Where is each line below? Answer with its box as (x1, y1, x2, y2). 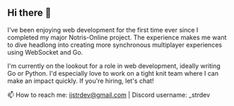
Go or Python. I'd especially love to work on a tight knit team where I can (7, 69, 219, 77)
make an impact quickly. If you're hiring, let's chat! (7, 77, 154, 85)
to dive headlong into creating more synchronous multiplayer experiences (7, 40, 223, 49)
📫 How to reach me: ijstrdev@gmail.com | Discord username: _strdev (7, 91, 211, 99)
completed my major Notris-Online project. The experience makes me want (7, 33, 227, 41)
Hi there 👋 (7, 7, 52, 19)
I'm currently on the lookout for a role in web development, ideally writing (7, 61, 221, 70)
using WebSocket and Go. (7, 48, 83, 56)
